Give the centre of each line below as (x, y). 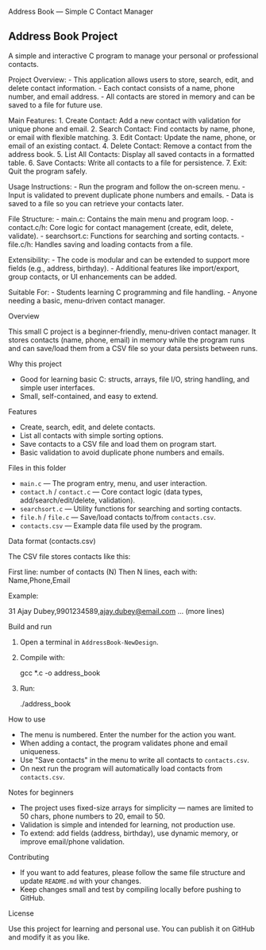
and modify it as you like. (49, 937)
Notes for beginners (41, 792)
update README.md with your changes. (80, 881)
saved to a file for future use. (56, 105)
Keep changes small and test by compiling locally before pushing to (130, 889)
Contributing (29, 857)
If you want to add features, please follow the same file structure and (133, 872)
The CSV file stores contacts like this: (69, 556)
